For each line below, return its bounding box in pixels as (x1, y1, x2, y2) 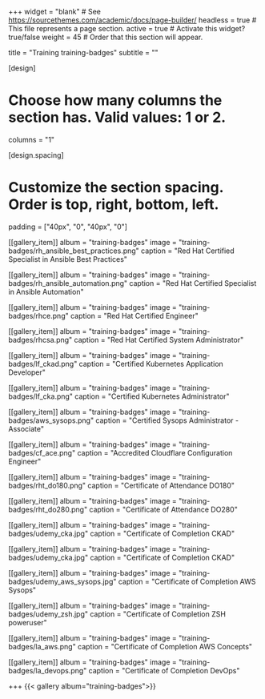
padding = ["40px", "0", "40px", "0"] (8, 222, 128, 231)
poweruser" (8, 617, 47, 627)
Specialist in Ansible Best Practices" (8, 254, 128, 263)
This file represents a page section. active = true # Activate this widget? (8, 24, 246, 33)
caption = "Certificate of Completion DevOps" (88, 665, 240, 675)
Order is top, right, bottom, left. (8, 195, 219, 214)
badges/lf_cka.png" (8, 392, 74, 401)
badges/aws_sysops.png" (8, 416, 94, 425)
